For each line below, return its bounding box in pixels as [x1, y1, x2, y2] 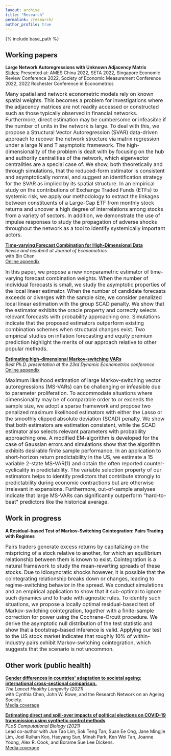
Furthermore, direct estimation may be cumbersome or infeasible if [5, 116, 166, 123]
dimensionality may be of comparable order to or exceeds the [5, 396, 154, 403]
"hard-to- [143, 492, 166, 499]
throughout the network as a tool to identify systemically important [5, 225, 165, 232]
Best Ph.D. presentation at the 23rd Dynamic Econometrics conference [5, 361, 155, 368]
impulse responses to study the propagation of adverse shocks [5, 219, 157, 226]
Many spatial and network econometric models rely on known [5, 91, 154, 98]
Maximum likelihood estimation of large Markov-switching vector [5, 377, 161, 384]
